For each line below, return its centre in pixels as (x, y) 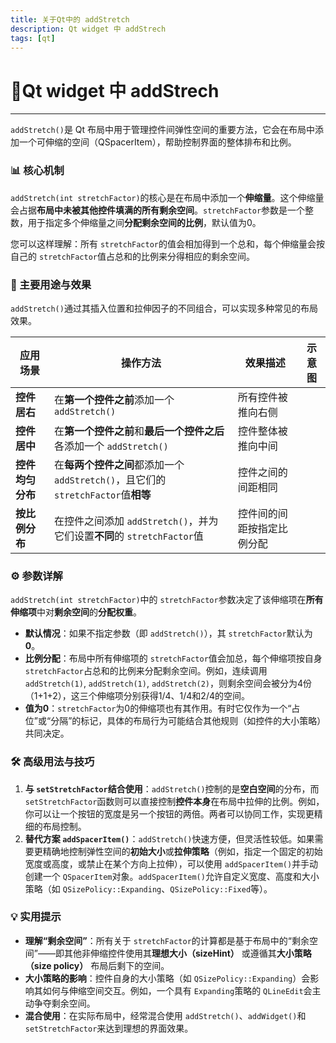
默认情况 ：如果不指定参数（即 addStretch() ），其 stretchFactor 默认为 (168, 633)
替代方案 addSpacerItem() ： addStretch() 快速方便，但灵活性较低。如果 (169, 838)
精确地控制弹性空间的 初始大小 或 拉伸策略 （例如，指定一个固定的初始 (182, 851)
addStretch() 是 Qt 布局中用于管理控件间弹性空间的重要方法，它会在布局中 (163, 130)
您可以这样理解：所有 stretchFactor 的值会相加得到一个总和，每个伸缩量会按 (168, 243)
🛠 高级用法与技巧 (52, 762)
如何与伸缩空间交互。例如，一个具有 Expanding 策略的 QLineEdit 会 (177, 990)
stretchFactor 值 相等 (103, 494)
